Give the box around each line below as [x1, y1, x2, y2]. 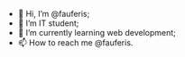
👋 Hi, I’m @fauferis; [17, 9, 90, 19]
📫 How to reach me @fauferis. [17, 37, 134, 48]
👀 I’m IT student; [17, 18, 79, 28]
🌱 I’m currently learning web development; [17, 28, 176, 37]
